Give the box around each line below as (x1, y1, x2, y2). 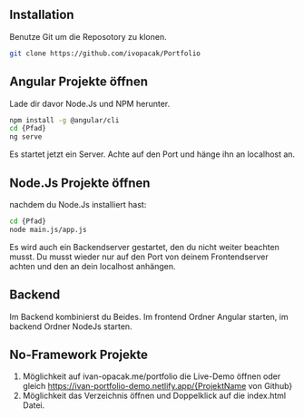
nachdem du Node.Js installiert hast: (9, 199, 147, 209)
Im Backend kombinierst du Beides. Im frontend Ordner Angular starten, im (9, 311, 289, 322)
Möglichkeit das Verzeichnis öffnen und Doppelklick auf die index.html (22, 390, 287, 402)
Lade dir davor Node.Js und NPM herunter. (9, 98, 171, 109)
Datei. (22, 400, 45, 411)
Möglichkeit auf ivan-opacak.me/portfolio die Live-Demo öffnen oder (22, 371, 281, 382)
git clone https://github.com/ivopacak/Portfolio (9, 49, 201, 58)
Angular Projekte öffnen (9, 74, 148, 90)
